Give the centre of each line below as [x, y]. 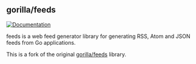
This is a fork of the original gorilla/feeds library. [66, 54]
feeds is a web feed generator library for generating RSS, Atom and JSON [98, 36]
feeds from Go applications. [41, 42]
